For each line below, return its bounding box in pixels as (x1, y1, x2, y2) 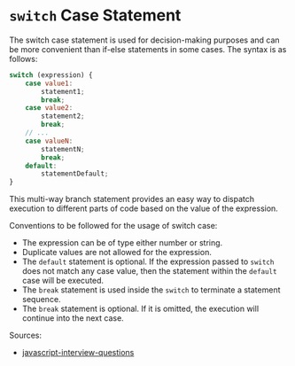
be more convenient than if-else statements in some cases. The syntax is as (9, 43, 287, 54)
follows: (9, 53, 38, 64)
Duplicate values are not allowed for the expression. (21, 247, 213, 258)
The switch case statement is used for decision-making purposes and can (9, 35, 281, 45)
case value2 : (25, 104, 74, 113)
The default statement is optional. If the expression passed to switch (21, 256, 275, 267)
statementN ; (41, 144, 86, 153)
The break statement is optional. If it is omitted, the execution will (21, 303, 260, 315)
